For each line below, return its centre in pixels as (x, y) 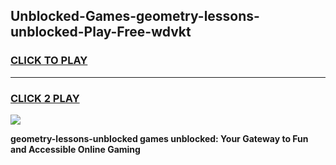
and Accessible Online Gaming (75, 149)
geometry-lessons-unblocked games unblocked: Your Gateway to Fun (159, 138)
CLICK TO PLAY (49, 61)
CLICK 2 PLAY (45, 98)
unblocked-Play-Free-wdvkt (101, 32)
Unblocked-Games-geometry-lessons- (135, 16)
